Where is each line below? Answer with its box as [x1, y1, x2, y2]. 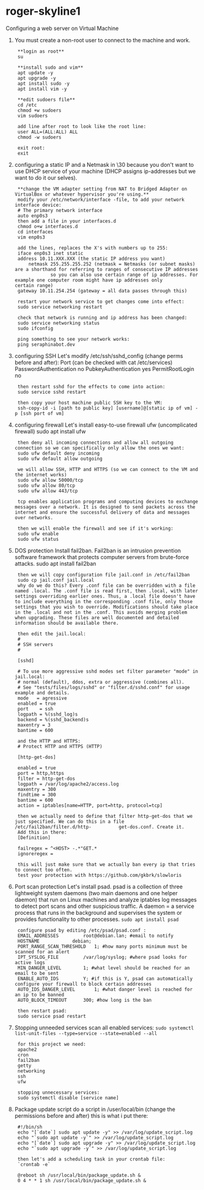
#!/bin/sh [17, 1124, 43, 1130]
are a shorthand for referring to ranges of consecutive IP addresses [14, 266, 199, 272]
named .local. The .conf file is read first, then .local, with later [14, 587, 199, 594]
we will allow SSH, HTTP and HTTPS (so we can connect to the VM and [17, 466, 199, 473]
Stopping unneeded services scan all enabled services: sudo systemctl [14, 1024, 194, 1031]
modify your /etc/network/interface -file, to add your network [17, 196, 184, 203]
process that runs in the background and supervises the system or [14, 909, 183, 916]
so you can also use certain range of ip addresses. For [50, 272, 199, 278]
